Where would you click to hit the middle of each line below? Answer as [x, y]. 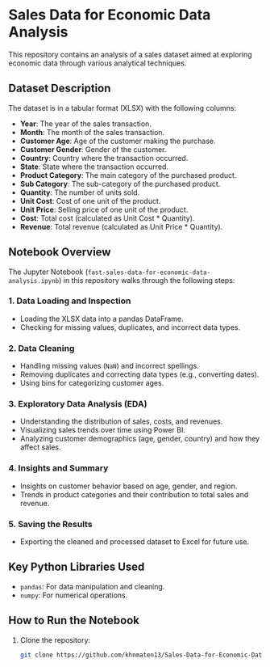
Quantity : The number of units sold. [80, 192]
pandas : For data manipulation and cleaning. [92, 586]
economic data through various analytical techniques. [98, 63]
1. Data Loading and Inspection [70, 301]
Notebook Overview [60, 252]
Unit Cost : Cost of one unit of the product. [90, 201]
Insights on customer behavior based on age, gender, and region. [129, 486]
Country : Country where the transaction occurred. [104, 158]
